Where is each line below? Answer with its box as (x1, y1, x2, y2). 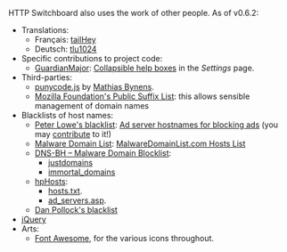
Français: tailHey (34, 35, 97, 45)
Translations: (20, 25, 70, 35)
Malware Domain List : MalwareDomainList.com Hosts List (34, 138, 246, 149)
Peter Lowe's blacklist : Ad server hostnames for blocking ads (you (34, 119, 278, 130)
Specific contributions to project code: (20, 53, 163, 63)
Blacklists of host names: (20, 110, 113, 120)
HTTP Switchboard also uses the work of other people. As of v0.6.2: (8, 8, 259, 18)
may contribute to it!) (34, 129, 112, 139)
